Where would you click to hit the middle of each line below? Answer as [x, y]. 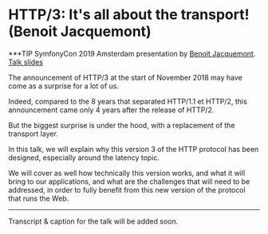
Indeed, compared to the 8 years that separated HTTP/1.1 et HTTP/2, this [128, 101]
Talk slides [26, 62]
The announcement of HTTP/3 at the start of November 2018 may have [126, 77]
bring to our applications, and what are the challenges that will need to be [129, 181]
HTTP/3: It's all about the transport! [129, 15]
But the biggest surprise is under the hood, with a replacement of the [122, 125]
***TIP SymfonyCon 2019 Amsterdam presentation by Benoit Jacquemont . [132, 53]
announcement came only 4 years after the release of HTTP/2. [111, 110]
